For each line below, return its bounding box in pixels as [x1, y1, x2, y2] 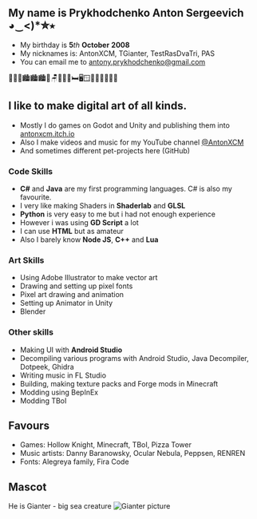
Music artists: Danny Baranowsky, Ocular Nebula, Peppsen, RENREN [19, 449, 246, 458]
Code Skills [8, 165, 53, 176]
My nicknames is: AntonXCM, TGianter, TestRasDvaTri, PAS [19, 48, 215, 58]
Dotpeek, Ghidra [19, 362, 74, 371]
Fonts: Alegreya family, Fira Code [19, 457, 129, 466]
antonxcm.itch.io [19, 129, 75, 138]
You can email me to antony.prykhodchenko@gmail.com [19, 57, 206, 66]
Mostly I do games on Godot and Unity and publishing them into [19, 120, 230, 130]
